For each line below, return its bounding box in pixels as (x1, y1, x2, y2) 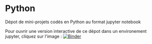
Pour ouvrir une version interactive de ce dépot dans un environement (5, 28, 147, 34)
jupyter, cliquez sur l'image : (5, 33, 62, 39)
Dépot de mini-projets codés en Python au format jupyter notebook (5, 19, 141, 25)
